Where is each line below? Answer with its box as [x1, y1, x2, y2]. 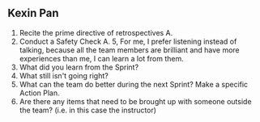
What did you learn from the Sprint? [19, 62, 139, 72]
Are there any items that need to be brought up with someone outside [19, 96, 252, 106]
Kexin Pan [7, 6, 59, 20]
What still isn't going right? [19, 70, 109, 80]
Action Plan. [19, 88, 60, 98]
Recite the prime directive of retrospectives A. [19, 27, 173, 37]
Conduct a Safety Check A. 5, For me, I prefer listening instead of [19, 36, 237, 46]
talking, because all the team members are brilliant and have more [19, 44, 240, 55]
